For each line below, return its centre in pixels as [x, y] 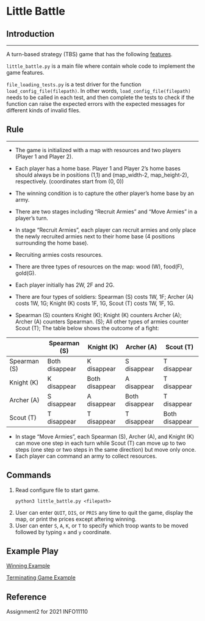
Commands [29, 475]
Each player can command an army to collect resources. [86, 456]
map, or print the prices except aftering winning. [76, 519]
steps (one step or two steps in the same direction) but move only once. [106, 449]
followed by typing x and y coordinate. [63, 532]
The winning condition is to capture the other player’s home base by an [104, 193]
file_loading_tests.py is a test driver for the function [74, 84]
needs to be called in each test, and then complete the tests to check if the [100, 97]
